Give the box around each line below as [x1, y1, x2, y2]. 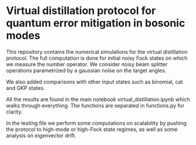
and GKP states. [6, 84, 45, 91]
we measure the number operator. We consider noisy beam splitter [6, 60, 168, 68]
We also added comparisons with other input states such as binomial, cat [6, 78, 183, 85]
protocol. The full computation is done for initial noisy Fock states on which [6, 54, 188, 61]
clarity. [6, 108, 23, 115]
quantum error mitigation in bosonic [6, 16, 185, 30]
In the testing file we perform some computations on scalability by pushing [6, 119, 187, 126]
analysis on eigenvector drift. [6, 132, 76, 139]
